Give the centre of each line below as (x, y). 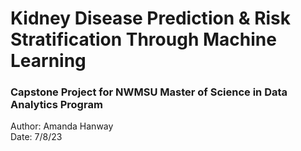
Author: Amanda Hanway (62, 126)
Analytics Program (56, 105)
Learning (48, 61)
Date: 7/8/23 (36, 137)
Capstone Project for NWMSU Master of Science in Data (149, 92)
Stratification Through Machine (143, 39)
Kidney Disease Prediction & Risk (151, 18)
